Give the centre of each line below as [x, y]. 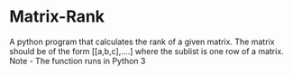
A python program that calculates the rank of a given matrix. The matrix [142, 42]
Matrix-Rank [57, 17]
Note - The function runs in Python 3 [78, 61]
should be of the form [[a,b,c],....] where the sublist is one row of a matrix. [146, 51]
